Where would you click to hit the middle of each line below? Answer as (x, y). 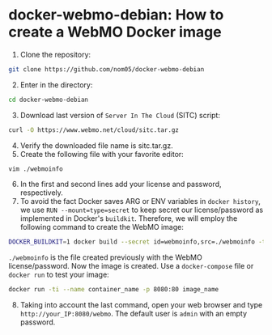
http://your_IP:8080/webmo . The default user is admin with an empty (134, 314)
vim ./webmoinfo (36, 169)
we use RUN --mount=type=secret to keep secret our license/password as (142, 210)
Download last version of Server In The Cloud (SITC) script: (120, 115)
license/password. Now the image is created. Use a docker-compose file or (131, 266)
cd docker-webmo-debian (49, 100)
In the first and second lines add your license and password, (121, 184)
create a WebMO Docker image (115, 32)
